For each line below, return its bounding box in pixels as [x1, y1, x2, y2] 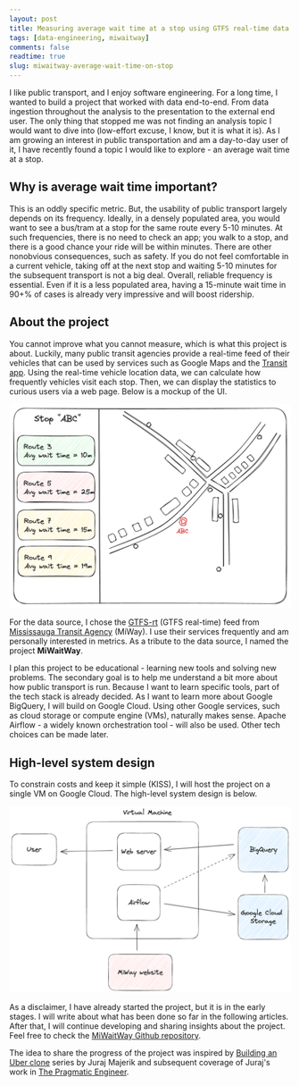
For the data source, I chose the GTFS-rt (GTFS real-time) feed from [9, 617, 261, 627]
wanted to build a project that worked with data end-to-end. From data [9, 97, 270, 107]
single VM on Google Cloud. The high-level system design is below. [9, 788, 258, 799]
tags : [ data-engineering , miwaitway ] [9, 33, 150, 42]
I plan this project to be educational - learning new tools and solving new [9, 662, 277, 674]
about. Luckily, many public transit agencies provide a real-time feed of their [9, 348, 290, 358]
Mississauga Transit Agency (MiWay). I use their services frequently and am [9, 627, 289, 637]
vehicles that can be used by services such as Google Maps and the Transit [9, 358, 288, 368]
